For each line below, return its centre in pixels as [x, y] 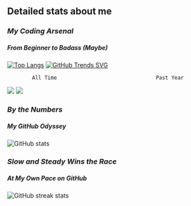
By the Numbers [35, 110]
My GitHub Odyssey [37, 126]
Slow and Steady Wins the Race [62, 162]
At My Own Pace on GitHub [47, 178]
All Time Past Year [108, 78]
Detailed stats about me [60, 11]
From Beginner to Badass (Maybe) [58, 47]
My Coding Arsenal [40, 31]
